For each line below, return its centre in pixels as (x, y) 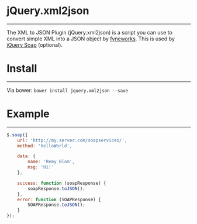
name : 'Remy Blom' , (51, 162)
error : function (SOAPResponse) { (59, 199)
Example (28, 114)
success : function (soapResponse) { (62, 183)
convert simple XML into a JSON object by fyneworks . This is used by (91, 39)
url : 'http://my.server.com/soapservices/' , (72, 140)
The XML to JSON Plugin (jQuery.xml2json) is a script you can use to (90, 32)
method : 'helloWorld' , (45, 146)
